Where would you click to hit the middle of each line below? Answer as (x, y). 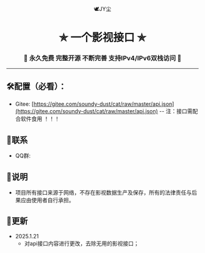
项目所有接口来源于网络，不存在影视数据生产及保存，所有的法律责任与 (103, 192)
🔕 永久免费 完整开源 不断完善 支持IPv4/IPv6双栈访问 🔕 (103, 58)
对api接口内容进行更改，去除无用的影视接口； (81, 243)
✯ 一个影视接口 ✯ (103, 38)
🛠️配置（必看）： (37, 86)
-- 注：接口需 (176, 111)
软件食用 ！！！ (40, 119)
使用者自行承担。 (53, 200)
